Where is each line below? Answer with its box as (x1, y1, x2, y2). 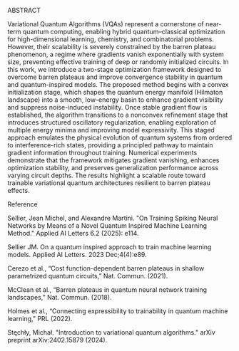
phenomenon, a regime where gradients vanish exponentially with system (7, 50, 225, 58)
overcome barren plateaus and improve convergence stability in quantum (7, 73, 223, 81)
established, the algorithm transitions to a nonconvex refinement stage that (7, 110, 228, 119)
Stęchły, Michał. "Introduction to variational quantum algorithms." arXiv (7, 328, 215, 337)
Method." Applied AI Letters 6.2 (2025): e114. (7, 229, 139, 237)
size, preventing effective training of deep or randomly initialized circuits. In (7, 58, 229, 66)
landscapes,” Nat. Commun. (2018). (7, 293, 112, 301)
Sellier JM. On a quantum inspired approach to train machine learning (7, 243, 212, 251)
